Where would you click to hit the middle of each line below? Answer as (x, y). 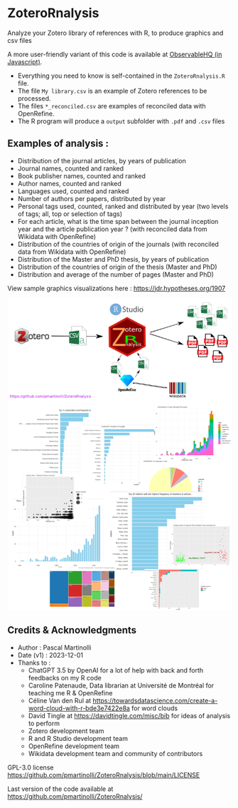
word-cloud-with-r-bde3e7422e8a (79, 708)
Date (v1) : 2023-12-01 (50, 655)
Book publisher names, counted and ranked (81, 175)
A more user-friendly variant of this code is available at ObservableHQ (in (115, 54)
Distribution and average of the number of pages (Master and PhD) (116, 274)
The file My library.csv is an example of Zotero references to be (112, 91)
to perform (44, 723)
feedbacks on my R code (65, 677)
